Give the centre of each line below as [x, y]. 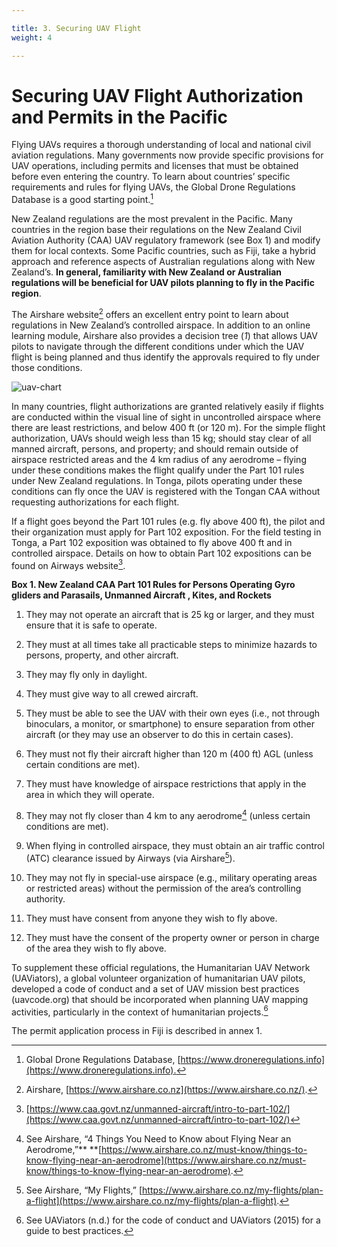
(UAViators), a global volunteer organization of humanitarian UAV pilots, [158, 978]
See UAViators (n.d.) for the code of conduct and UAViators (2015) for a [173, 1220]
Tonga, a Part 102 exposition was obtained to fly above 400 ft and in [152, 542]
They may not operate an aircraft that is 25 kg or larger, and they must [170, 615]
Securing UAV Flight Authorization [157, 95]
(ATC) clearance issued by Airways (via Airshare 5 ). [130, 857]
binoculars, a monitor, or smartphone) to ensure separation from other [170, 724]
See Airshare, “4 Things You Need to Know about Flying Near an [158, 1139]
